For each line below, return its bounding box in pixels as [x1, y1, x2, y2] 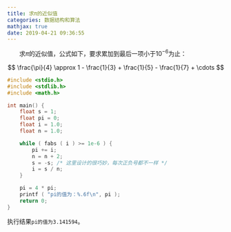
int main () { [7, 101, 45, 109]
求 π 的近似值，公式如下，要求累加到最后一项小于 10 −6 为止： [19, 48, 187, 57]
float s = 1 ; [19, 108, 57, 115]
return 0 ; [19, 197, 48, 204]
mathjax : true [7, 23, 48, 30]
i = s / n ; [32, 166, 63, 173]
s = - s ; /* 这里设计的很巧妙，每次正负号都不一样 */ [32, 159, 168, 166]
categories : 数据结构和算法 [7, 17, 81, 23]
